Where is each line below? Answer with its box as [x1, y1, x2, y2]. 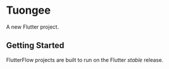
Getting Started [6, 40, 65, 51]
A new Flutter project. [6, 23, 59, 30]
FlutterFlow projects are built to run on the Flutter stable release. [6, 56, 164, 63]
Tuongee [6, 4, 51, 17]
